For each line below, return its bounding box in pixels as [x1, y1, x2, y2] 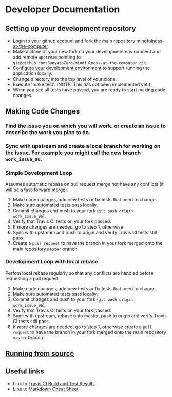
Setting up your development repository [5, 24, 136, 33]
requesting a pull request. [5, 275, 60, 281]
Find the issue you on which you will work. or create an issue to [5, 122, 166, 129]
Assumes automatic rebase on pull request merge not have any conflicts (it [5, 181, 164, 187]
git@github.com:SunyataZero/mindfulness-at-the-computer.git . [12, 60, 148, 65]
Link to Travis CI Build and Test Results [12, 381, 95, 387]
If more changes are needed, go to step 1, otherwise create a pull [12, 324, 152, 330]
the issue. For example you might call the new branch [5, 149, 141, 156]
